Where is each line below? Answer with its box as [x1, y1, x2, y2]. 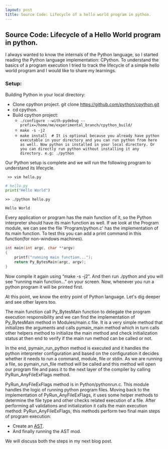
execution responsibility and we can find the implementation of [5, 314, 135, 320]
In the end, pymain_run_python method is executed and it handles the [5, 345, 149, 351]
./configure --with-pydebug [20, 118, 79, 123]
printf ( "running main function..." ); [14, 255, 93, 260]
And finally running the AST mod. [12, 428, 81, 434]
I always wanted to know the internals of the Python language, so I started [5, 52, 158, 58]
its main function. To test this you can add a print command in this [5, 231, 141, 237]
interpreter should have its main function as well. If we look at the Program [5, 220, 159, 226]
